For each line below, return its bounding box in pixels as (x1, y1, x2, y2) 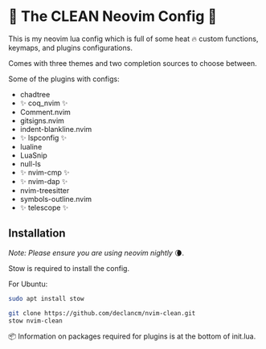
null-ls (19, 158, 42, 168)
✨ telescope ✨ (19, 203, 69, 212)
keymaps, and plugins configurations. (8, 43, 133, 52)
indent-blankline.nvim (19, 124, 92, 133)
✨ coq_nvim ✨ (19, 98, 68, 108)
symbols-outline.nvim (19, 194, 92, 203)
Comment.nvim (19, 107, 71, 117)
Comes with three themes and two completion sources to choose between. (8, 58, 257, 68)
